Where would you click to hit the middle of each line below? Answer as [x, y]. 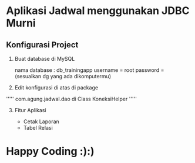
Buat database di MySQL [45, 59]
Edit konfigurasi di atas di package [56, 88]
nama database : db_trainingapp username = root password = [89, 70]
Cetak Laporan [41, 122]
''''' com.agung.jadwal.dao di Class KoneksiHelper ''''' [71, 99]
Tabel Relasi [38, 128]
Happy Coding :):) [51, 152]
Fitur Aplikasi [30, 110]
